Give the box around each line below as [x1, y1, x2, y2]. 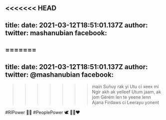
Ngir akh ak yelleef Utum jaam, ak [92, 89, 161, 95]
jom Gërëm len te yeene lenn [92, 94, 151, 100]
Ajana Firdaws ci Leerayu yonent [92, 99, 160, 105]
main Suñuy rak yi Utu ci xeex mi [92, 83, 159, 89]
